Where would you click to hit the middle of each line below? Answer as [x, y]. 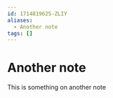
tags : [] [20, 33]
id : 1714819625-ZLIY [38, 14]
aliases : [20, 20]
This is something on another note [57, 87]
